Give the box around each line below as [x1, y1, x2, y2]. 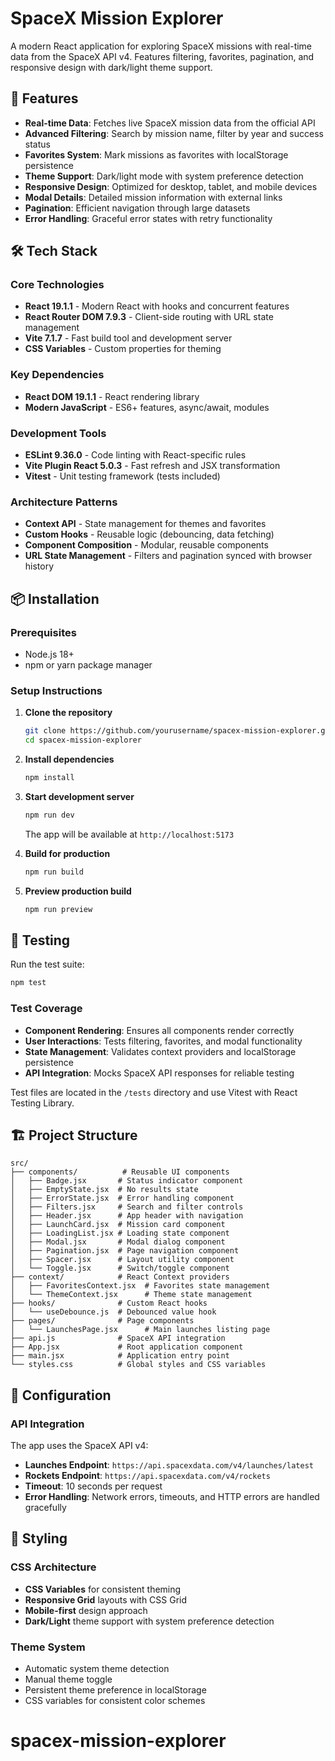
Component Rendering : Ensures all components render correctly [24, 1024, 295, 1036]
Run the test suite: [10, 958, 85, 971]
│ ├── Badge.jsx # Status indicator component [10, 1176, 244, 1186]
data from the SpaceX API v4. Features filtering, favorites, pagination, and [10, 50, 315, 62]
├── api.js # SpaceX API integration [10, 1333, 226, 1344]
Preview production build [24, 885, 132, 897]
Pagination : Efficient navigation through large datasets [24, 202, 251, 214]
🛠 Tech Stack [10, 243, 98, 260]
